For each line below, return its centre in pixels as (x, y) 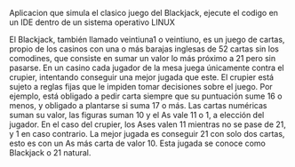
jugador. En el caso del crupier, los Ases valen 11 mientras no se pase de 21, (147, 124)
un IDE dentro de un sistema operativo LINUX (92, 22)
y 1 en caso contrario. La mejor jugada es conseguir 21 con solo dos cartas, (147, 134)
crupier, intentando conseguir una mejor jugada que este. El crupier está (141, 77)
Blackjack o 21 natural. (50, 153)
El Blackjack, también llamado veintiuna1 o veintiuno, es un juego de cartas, (147, 40)
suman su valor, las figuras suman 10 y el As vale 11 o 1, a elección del (137, 115)
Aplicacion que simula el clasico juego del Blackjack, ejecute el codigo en (144, 13)
